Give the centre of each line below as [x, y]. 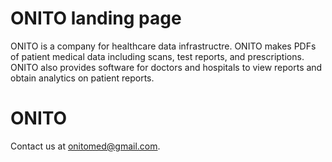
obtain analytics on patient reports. [82, 78]
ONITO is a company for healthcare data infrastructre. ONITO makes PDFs [163, 46]
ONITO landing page [96, 18]
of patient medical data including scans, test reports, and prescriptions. [157, 56]
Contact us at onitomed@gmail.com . [85, 146]
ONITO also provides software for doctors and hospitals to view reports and [166, 67]
